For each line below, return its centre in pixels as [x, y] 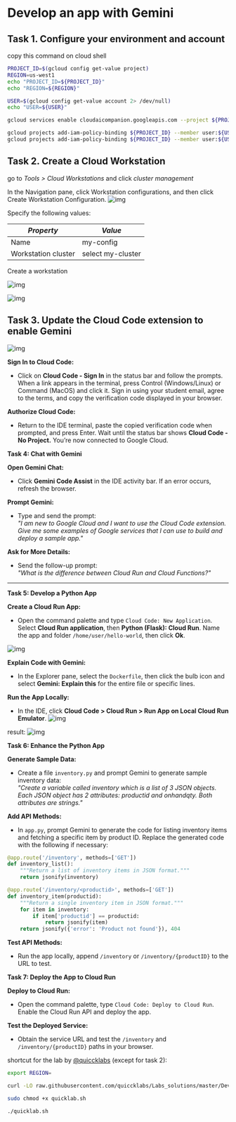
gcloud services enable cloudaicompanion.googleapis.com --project [108, 120]
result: [17, 732]
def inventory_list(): [40, 864]
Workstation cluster [43, 253]
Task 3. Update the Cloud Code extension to [105, 320]
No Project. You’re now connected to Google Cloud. [93, 440]
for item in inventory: [55, 909]
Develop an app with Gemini [91, 13]
